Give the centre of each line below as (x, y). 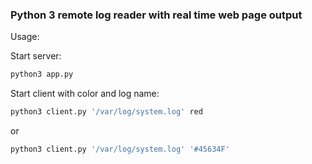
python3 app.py (42, 74)
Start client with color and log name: (85, 94)
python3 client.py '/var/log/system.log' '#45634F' (120, 149)
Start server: (36, 56)
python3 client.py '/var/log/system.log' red (106, 112)
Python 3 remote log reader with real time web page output (156, 15)
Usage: (25, 37)
